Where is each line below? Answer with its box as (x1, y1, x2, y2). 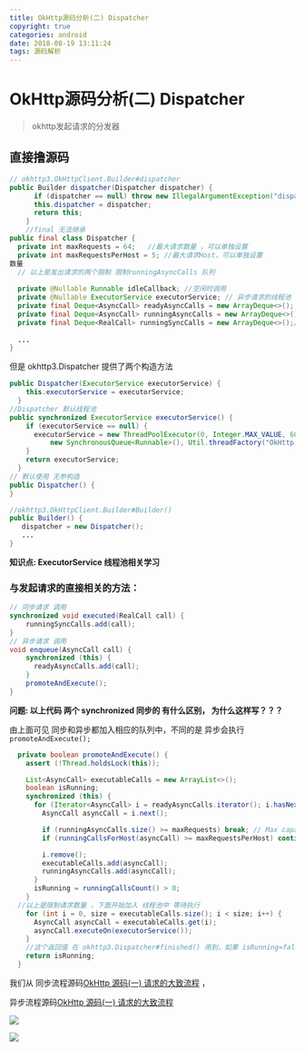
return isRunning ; (25, 951, 95, 961)
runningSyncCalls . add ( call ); (25, 620, 136, 629)
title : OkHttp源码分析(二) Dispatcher (9, 13, 150, 23)
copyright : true (9, 22, 71, 31)
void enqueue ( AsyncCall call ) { (9, 645, 132, 654)
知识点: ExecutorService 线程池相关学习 (9, 556, 161, 568)
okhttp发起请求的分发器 (31, 121, 120, 132)
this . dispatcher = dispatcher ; (33, 200, 152, 209)
